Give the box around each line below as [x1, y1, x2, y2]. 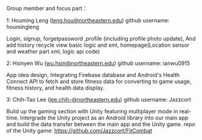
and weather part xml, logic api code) [6, 48, 100, 55]
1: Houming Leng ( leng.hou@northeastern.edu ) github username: [6, 17, 170, 24]
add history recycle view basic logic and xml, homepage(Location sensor [6, 41, 190, 48]
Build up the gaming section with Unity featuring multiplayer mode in [6, 108, 178, 115]
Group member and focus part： [6, 5, 88, 12]
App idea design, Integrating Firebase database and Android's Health [6, 72, 180, 78]
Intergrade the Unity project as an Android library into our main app [20, 114, 189, 121]
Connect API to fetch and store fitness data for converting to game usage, [6, 78, 192, 85]
